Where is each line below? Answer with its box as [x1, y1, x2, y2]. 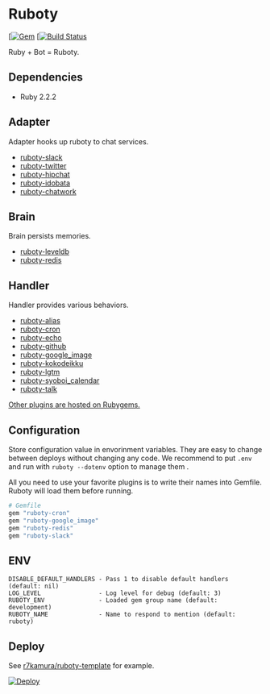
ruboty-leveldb [19, 247, 70, 256]
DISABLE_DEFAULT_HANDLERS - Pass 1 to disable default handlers [8, 576, 229, 584]
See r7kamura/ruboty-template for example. [8, 661, 155, 670]
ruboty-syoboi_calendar [19, 376, 100, 385]
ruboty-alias [19, 316, 60, 326]
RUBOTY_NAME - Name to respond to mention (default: [8, 610, 236, 619]
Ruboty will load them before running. [8, 486, 134, 496]
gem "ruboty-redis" [8, 524, 74, 532]
